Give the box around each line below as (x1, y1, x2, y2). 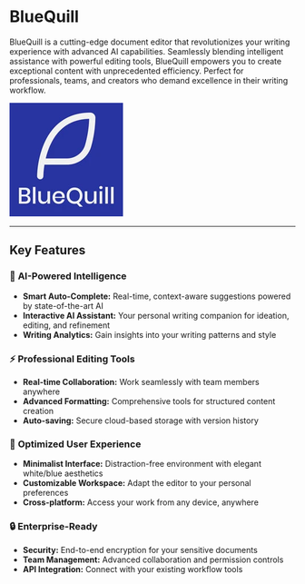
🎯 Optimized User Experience (9, 438, 142, 450)
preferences (22, 488, 69, 499)
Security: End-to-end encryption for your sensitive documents (22, 544, 259, 555)
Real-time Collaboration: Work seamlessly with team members (22, 376, 261, 387)
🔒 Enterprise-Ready (9, 520, 98, 533)
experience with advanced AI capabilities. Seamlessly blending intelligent (9, 45, 284, 56)
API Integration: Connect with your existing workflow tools (22, 563, 243, 574)
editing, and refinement (22, 320, 111, 331)
